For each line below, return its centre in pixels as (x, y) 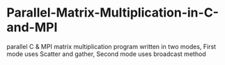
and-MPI (32, 27)
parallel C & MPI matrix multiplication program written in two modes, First (111, 46)
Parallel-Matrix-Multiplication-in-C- (113, 13)
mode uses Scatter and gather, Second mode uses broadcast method (106, 54)
